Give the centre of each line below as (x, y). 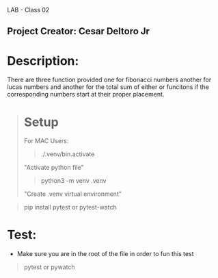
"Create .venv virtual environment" (72, 194)
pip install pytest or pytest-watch (70, 207)
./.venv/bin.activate (68, 154)
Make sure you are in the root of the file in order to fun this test (105, 254)
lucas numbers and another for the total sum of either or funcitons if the (108, 87)
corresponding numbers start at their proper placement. (86, 94)
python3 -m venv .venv (74, 181)
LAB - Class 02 (28, 10)
